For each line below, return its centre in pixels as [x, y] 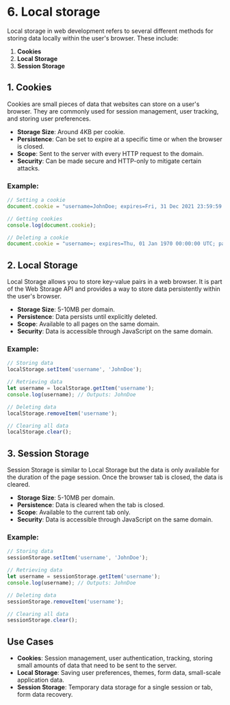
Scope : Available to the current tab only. [74, 512]
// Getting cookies [35, 219]
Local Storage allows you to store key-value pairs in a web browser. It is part [115, 282]
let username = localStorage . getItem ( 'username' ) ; [81, 388]
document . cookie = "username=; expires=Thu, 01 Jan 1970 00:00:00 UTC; [111, 244]
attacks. [28, 168]
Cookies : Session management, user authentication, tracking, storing [115, 658]
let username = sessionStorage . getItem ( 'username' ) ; [84, 577]
